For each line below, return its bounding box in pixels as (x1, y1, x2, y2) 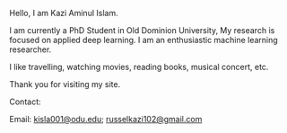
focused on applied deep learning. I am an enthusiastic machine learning (9, 35, 278, 45)
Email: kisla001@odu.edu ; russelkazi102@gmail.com (9, 114, 203, 124)
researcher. (9, 44, 52, 55)
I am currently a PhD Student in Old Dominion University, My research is (9, 25, 275, 35)
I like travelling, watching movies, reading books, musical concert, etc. (9, 62, 269, 72)
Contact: (9, 96, 42, 107)
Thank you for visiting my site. (9, 79, 121, 89)
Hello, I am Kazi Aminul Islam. (9, 8, 118, 18)
